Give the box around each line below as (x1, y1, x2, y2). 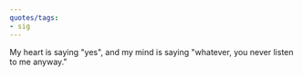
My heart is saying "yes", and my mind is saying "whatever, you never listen (9, 46, 294, 57)
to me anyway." (9, 56, 68, 67)
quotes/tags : (9, 13, 59, 23)
